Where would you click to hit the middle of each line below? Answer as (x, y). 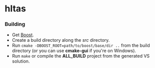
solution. (21, 61)
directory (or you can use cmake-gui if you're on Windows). (74, 51)
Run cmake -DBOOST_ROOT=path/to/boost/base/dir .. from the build (81, 46)
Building (15, 24)
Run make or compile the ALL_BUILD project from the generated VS (81, 56)
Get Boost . (23, 35)
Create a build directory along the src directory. (61, 40)
